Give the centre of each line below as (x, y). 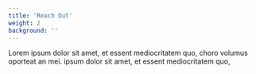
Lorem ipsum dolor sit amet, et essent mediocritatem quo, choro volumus (128, 53)
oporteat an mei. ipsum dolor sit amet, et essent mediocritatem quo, (119, 61)
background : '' (33, 30)
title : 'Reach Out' (41, 16)
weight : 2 (25, 23)
